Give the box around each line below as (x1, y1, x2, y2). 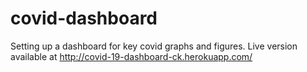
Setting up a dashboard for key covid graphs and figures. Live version (10, 40, 298, 52)
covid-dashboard (10, 7, 158, 30)
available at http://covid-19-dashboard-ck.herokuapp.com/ (10, 50, 253, 62)
